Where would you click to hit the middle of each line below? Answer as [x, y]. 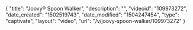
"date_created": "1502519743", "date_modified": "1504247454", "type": [92, 15]
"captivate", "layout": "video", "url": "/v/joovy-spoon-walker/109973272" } [96, 21]
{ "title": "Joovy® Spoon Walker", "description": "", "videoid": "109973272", [96, 9]
